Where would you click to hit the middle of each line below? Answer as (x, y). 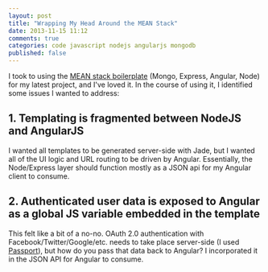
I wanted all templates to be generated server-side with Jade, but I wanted (132, 150)
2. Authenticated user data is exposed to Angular (134, 202)
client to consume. (39, 176)
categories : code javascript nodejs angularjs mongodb (102, 46)
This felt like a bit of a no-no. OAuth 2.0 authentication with (106, 233)
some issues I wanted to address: (64, 93)
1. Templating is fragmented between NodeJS (125, 119)
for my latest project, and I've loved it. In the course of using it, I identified (131, 84)
